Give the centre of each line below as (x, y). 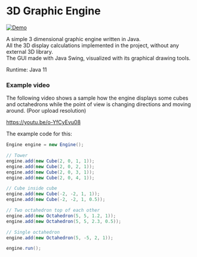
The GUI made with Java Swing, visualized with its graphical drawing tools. (98, 58)
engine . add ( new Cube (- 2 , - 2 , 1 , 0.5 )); (56, 200)
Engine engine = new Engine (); (45, 145)
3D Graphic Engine (53, 11)
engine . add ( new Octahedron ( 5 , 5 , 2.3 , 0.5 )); (64, 221)
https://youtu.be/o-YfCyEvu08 (44, 122)
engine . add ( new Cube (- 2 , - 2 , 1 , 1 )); (53, 194)
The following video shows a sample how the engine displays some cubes (97, 98)
